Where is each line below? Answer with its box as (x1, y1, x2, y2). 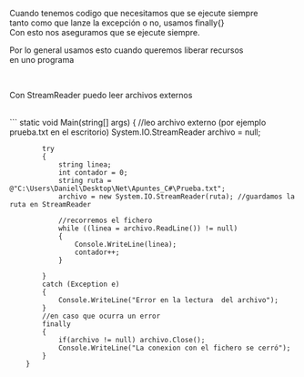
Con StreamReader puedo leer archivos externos (9, 90, 193, 100)
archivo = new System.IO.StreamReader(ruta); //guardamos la (57, 192, 296, 201)
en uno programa (9, 55, 75, 65)
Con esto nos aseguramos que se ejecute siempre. (9, 27, 200, 37)
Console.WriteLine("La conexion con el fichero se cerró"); (57, 343, 291, 352)
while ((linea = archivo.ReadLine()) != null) (57, 224, 238, 233)
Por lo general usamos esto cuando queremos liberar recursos (9, 45, 244, 56)
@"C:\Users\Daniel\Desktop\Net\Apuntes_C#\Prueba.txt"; (9, 184, 226, 193)
